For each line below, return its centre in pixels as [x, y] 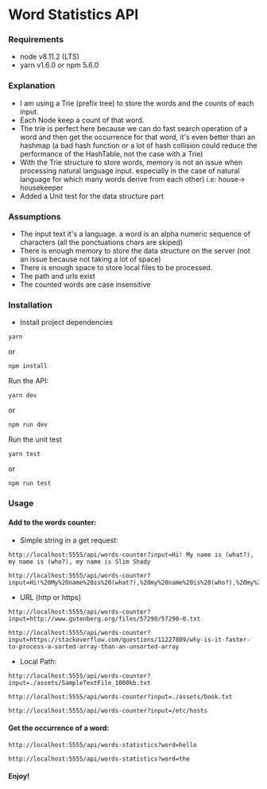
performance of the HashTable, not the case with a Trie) [111, 153]
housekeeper [41, 188]
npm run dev [28, 425]
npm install [28, 366]
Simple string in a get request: [69, 540]
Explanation [32, 86]
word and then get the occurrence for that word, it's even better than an [137, 137]
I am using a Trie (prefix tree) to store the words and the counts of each [137, 103]
